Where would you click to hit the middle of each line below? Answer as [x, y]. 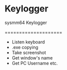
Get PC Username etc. [35, 63]
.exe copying [25, 47]
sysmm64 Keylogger [26, 22]
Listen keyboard [28, 42]
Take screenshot [29, 52]
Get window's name [32, 57]
